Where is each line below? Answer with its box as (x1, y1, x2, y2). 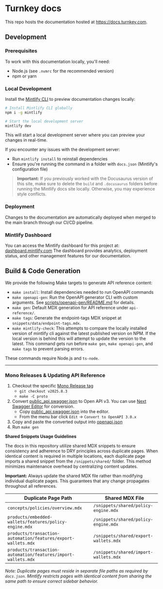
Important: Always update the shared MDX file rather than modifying (5, 473, 143, 479)
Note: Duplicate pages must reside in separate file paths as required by (5, 568, 148, 574)
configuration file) (12, 166, 48, 172)
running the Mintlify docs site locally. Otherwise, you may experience (16, 186, 155, 192)
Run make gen (12, 424, 39, 430)
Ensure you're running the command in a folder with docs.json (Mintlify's (12, 161, 158, 167)
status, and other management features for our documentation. (5, 253, 131, 259)
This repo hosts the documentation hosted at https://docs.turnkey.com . (5, 19, 148, 25)
